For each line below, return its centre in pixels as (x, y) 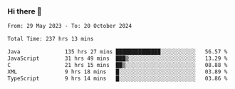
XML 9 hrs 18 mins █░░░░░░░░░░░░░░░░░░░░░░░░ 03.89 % (117, 72)
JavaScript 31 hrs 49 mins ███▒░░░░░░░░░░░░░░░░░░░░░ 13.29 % (117, 58)
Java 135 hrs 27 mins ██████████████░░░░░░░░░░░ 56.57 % (117, 52)
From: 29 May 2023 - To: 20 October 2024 (70, 26)
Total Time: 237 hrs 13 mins (51, 39)
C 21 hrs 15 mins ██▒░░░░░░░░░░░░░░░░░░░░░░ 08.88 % (117, 65)
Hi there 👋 (25, 11)
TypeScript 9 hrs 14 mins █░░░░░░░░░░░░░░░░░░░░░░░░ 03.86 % (117, 78)
